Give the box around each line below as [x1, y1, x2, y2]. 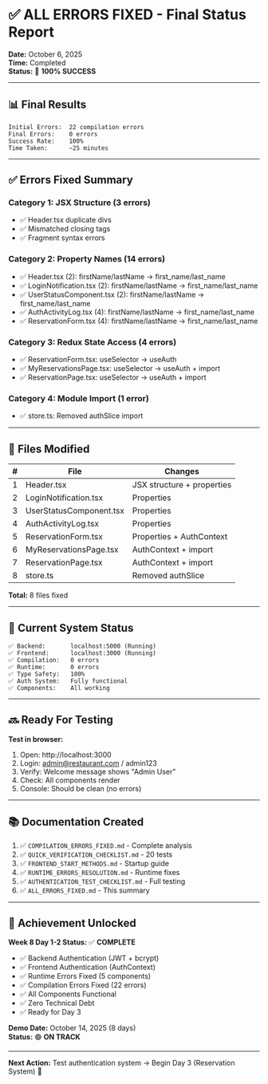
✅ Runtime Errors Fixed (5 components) [19, 972, 152, 981]
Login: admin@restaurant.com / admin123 [19, 758, 157, 767]
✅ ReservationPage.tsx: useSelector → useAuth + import [19, 373, 207, 382]
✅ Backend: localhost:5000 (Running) [8, 642, 157, 650]
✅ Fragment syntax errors [19, 233, 105, 242]
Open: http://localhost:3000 [19, 750, 112, 759]
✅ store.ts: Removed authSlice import [19, 411, 144, 420]
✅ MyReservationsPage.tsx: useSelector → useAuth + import [19, 364, 221, 373]
